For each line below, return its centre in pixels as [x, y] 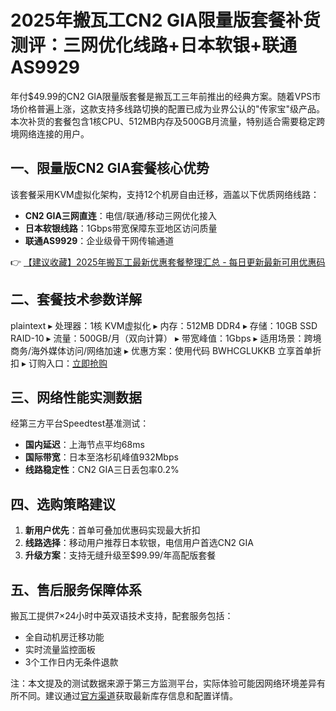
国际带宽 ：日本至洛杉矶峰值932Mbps [101, 457]
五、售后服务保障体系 [76, 589]
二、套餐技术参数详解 [76, 299]
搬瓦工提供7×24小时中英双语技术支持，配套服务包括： [122, 615]
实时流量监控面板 [60, 649]
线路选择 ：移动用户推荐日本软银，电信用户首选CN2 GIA [139, 543]
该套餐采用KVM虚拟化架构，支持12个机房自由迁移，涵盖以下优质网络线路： [165, 194]
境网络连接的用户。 [50, 133]
